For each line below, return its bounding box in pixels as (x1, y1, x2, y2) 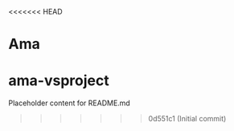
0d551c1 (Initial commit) (148, 114, 227, 124)
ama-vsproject (8, 72, 110, 90)
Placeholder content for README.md (8, 98, 130, 108)
